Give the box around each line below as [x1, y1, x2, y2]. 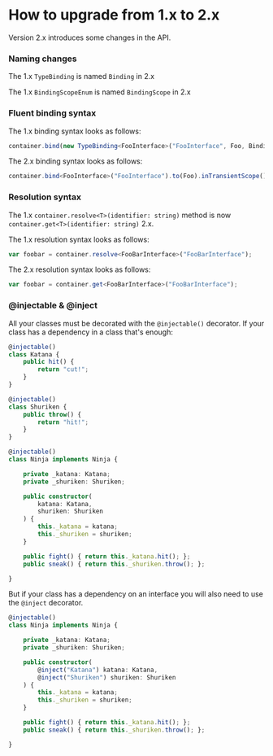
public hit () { [23, 358, 75, 366]
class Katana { [8, 350, 60, 359]
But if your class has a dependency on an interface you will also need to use [8, 589, 264, 599]
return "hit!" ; [37, 417, 89, 426]
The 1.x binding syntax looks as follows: [8, 126, 141, 136]
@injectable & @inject [8, 299, 97, 311]
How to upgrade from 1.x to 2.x [8, 6, 220, 24]
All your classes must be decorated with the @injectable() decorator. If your [8, 318, 265, 328]
